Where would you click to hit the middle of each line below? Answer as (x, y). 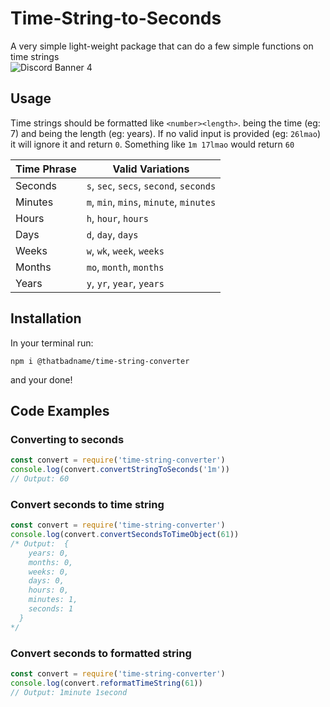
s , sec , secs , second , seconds (151, 185)
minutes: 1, (53, 600)
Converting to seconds (67, 439)
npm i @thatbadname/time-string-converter (100, 361)
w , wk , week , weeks (125, 250)
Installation (46, 318)
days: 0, (46, 581)
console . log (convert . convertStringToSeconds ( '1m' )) (120, 470)
